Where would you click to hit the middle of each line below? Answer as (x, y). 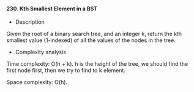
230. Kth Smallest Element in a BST (52, 9)
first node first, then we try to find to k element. (66, 71)
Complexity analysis (40, 52)
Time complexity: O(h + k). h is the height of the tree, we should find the (97, 64)
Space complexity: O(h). (37, 82)
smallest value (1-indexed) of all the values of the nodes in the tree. (91, 40)
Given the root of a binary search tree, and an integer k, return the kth (94, 34)
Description (30, 22)
